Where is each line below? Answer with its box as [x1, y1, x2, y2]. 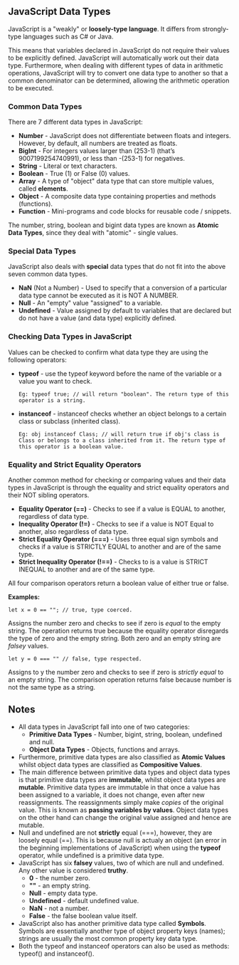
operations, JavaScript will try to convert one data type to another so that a [8, 68, 228, 77]
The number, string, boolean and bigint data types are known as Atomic [8, 221, 219, 230]
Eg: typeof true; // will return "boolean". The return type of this [18, 391, 230, 398]
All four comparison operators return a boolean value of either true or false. [8, 579, 229, 587]
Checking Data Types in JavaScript [8, 332, 132, 342]
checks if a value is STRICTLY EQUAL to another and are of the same [18, 542, 221, 551]
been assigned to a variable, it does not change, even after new [18, 790, 205, 799]
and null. [28, 737, 55, 746]
